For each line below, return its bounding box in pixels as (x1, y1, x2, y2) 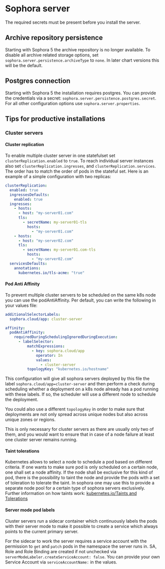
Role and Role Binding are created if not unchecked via (5, 548, 117, 554)
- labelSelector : (18, 339, 54, 344)
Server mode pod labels (5, 507, 55, 513)
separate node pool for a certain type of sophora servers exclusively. (5, 485, 145, 491)
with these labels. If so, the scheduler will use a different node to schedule (5, 391, 156, 397)
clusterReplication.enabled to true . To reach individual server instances (5, 158, 154, 164)
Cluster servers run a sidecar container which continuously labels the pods (5, 518, 158, 524)
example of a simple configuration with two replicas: (5, 174, 111, 180)
